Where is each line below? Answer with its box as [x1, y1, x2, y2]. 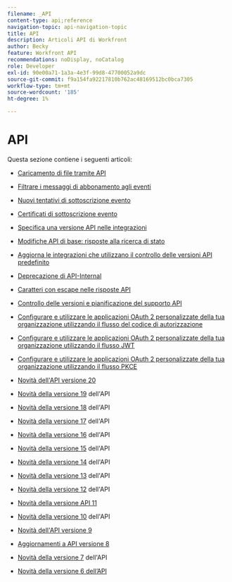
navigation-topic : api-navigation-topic [7, 23, 128, 30]
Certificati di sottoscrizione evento [17, 209, 118, 218]
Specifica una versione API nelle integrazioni [17, 223, 148, 232]
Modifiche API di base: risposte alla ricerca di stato [17, 236, 165, 245]
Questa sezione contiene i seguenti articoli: [7, 155, 132, 163]
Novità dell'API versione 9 [17, 526, 93, 534]
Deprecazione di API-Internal [17, 272, 102, 280]
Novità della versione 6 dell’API [17, 567, 108, 575]
